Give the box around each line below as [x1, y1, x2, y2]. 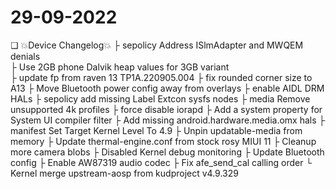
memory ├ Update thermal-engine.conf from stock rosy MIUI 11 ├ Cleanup [10, 135, 317, 147]
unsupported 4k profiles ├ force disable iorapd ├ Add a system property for [10, 103, 323, 115]
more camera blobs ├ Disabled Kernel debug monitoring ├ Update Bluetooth [10, 146, 325, 158]
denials [10, 50, 41, 62]
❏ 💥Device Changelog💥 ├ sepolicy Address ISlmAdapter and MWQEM [10, 39, 304, 51]
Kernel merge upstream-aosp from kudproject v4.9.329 [10, 167, 239, 179]
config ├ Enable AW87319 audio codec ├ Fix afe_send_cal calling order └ [10, 156, 313, 168]
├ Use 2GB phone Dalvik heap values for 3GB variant [10, 61, 230, 73]
